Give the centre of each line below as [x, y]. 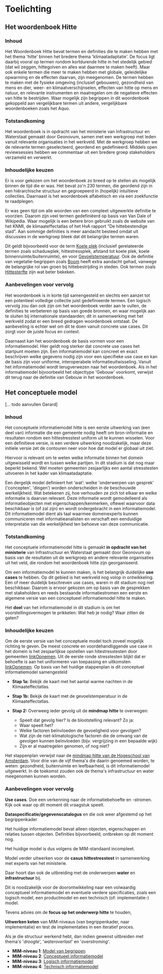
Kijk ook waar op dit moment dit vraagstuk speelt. [55, 804]
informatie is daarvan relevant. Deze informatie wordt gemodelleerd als [76, 498]
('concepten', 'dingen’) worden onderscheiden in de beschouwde [71, 488]
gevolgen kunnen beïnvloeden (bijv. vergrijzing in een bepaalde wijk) [88, 741]
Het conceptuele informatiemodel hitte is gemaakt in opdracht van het [76, 547]
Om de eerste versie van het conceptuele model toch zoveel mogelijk [74, 641]
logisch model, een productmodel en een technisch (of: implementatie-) [77, 898]
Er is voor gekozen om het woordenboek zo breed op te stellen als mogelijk [81, 181]
